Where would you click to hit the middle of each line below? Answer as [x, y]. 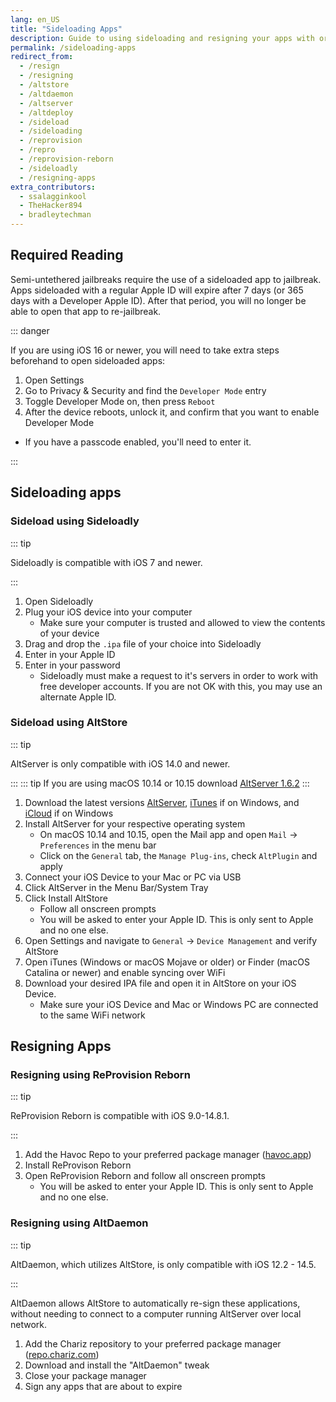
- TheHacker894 [51, 206]
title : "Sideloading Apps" [66, 29]
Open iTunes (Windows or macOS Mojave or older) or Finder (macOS [167, 962]
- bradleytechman [55, 215]
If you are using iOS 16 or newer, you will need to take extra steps [145, 350]
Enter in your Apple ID [70, 654]
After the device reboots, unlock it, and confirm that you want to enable [172, 412]
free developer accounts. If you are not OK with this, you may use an [181, 686]
